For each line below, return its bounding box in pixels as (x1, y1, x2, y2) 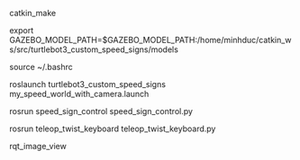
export (9, 25, 34, 35)
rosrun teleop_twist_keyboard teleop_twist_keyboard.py (9, 123, 216, 134)
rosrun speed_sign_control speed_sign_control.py (9, 106, 194, 116)
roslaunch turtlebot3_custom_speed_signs (9, 79, 167, 89)
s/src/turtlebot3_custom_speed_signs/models (9, 44, 178, 55)
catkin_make (9, 8, 57, 18)
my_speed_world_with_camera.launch (9, 89, 150, 99)
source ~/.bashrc (9, 62, 74, 72)
